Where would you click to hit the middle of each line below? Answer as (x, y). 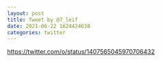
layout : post (26, 13)
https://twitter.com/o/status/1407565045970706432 (81, 52)
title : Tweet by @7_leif (43, 20)
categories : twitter (37, 32)
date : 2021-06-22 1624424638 (49, 26)
